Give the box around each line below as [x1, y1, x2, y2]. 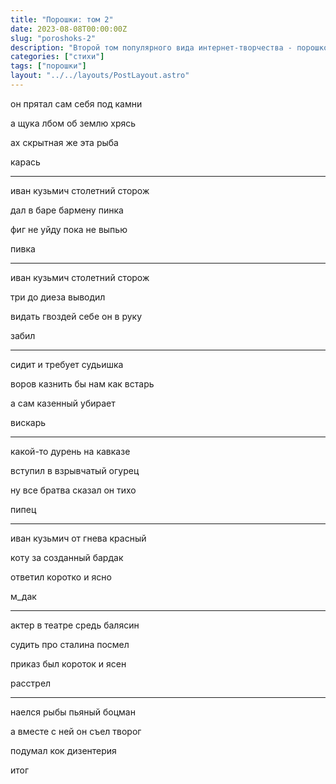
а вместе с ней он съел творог [10, 725, 142, 737]
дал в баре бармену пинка [10, 204, 124, 216]
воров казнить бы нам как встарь [10, 377, 155, 390]
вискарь [10, 416, 47, 428]
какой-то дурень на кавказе [10, 445, 131, 457]
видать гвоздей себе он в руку [10, 310, 143, 322]
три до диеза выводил [10, 291, 106, 303]
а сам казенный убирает [10, 397, 116, 409]
